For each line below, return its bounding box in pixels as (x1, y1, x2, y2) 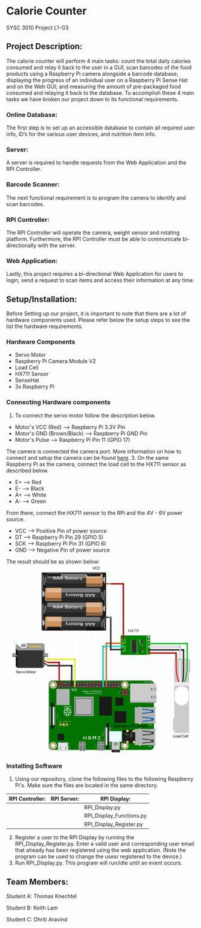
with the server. (38, 242, 77, 249)
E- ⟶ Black (14, 484, 45, 492)
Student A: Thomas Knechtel (6, 893, 77, 900)
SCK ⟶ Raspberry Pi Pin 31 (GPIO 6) (14, 540, 106, 547)
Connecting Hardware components (6, 398, 111, 406)
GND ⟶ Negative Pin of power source (14, 546, 110, 553)
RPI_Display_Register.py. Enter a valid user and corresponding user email (14, 840, 194, 848)
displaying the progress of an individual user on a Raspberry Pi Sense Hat (6, 76, 188, 83)
